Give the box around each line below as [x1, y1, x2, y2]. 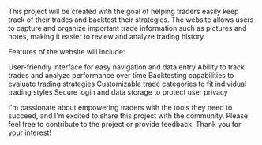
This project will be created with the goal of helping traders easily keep [8, 7, 239, 16]
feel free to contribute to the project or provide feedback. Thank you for [8, 120, 241, 128]
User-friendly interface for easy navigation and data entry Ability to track [8, 62, 245, 72]
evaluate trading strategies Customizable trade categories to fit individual [8, 79, 247, 88]
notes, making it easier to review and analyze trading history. [8, 32, 206, 41]
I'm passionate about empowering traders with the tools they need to [8, 102, 233, 112]
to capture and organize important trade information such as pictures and [8, 24, 247, 32]
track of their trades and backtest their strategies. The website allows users [8, 15, 254, 24]
